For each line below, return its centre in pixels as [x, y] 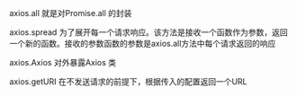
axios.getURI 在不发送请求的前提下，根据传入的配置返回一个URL [128, 82]
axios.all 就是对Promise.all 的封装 [71, 13]
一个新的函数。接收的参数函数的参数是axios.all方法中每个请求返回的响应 [143, 44]
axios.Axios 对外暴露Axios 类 [63, 62]
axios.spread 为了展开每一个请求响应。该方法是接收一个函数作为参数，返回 [148, 32]
